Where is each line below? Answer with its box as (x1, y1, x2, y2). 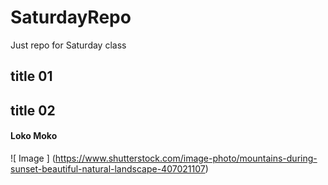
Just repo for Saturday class (10, 39, 127, 51)
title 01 (10, 68, 53, 85)
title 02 (10, 102, 56, 119)
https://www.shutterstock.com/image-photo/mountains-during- (54, 152, 318, 164)
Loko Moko (10, 130, 58, 142)
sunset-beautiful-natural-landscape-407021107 (10, 162, 206, 175)
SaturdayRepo (10, 6, 132, 29)
